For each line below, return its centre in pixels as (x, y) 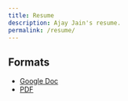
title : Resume (31, 15)
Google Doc (39, 81)
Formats (29, 62)
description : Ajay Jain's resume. (65, 23)
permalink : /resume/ (42, 30)
